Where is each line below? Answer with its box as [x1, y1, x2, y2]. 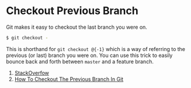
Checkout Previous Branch [6, 4, 138, 18]
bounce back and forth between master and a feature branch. [6, 57, 154, 65]
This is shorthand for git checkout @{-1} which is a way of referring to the [6, 45, 186, 52]
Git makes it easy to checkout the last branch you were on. [6, 23, 148, 31]
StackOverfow [14, 69, 50, 76]
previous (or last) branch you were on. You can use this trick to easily [6, 52, 173, 59]
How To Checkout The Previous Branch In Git [14, 75, 124, 83]
